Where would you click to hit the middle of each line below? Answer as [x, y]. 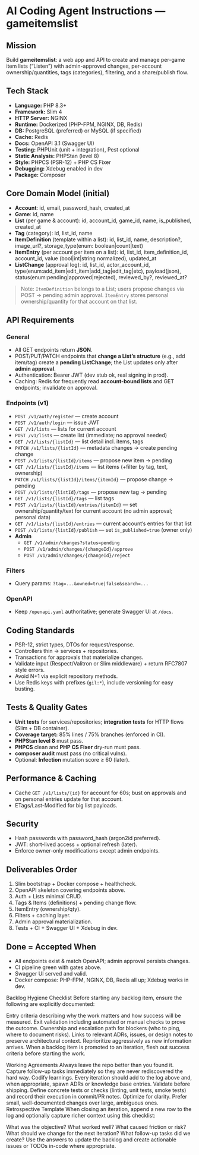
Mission [21, 45]
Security [22, 824]
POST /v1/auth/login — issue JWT [57, 422]
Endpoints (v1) [27, 403]
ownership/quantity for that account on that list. [79, 301]
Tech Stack [27, 91]
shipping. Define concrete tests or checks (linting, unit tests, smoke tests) [96, 1090]
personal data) [33, 517]
